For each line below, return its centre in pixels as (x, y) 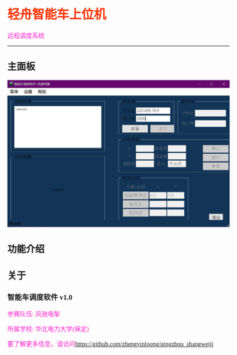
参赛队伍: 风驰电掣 (34, 314)
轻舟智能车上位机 (57, 15)
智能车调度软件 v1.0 (40, 297)
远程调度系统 (26, 36)
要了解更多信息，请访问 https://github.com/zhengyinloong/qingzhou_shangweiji (110, 344)
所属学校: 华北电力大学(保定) (48, 329)
